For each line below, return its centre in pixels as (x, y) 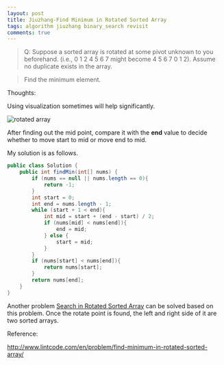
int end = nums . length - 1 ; (72, 204)
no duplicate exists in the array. (68, 66)
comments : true (29, 32)
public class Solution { (42, 166)
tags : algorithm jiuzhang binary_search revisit (78, 26)
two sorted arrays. (33, 320)
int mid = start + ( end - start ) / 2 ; (99, 217)
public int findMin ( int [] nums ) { (69, 172)
